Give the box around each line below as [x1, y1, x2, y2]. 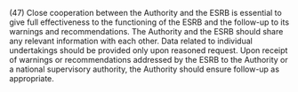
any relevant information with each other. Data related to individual [9, 35, 254, 46]
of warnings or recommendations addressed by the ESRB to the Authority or [9, 55, 288, 65]
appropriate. [9, 73, 55, 83]
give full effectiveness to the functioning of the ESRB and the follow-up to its [9, 17, 290, 27]
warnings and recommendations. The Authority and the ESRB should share [9, 27, 284, 36]
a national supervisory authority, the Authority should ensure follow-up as [9, 64, 280, 74]
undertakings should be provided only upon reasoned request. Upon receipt [9, 45, 288, 56]
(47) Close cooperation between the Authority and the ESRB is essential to [9, 8, 282, 18]
